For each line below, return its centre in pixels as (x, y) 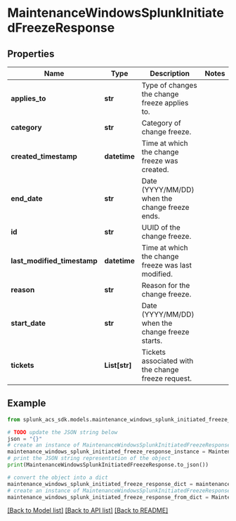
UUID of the (161, 227)
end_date (27, 198)
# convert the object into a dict (58, 477)
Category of (161, 123)
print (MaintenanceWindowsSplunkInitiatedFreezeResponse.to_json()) (108, 465)
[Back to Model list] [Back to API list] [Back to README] (88, 510)
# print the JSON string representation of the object (89, 459)
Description (170, 73)
